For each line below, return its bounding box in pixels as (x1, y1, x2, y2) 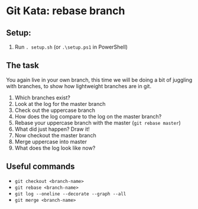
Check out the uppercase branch (14, 107, 96, 114)
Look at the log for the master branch (14, 100, 106, 107)
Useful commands (6, 162, 75, 172)
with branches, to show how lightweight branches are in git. (6, 82, 152, 89)
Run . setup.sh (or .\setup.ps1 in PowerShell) (14, 43, 128, 50)
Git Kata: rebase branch (6, 4, 125, 18)
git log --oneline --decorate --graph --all (14, 191, 126, 197)
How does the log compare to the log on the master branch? (14, 112, 162, 120)
